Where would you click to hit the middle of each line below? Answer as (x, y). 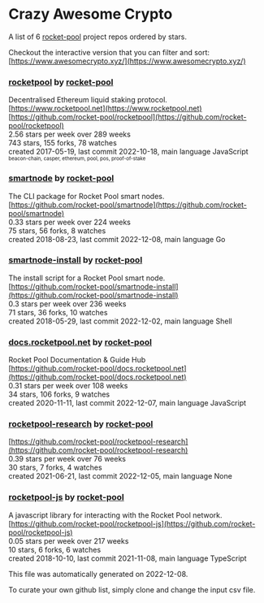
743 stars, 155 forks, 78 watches (63, 143)
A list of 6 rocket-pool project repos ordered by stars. (97, 37)
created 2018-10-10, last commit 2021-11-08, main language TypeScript (128, 558)
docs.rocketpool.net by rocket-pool (80, 342)
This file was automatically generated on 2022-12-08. (98, 574)
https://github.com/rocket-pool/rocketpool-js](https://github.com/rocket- (133, 523)
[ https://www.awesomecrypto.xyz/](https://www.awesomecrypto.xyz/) (127, 61)
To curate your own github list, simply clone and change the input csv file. (132, 589)
